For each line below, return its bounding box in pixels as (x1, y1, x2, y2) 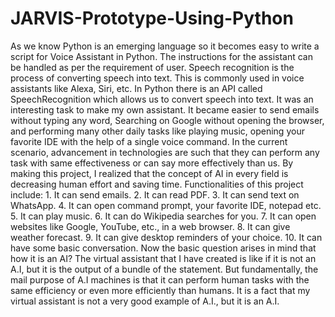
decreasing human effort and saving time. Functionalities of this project (10, 178, 304, 190)
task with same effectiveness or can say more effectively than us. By (10, 157, 294, 169)
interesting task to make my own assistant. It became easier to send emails (10, 103, 320, 116)
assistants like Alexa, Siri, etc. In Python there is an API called (10, 82, 263, 94)
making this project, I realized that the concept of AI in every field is (10, 167, 289, 179)
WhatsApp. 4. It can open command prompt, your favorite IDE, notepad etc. (10, 199, 322, 211)
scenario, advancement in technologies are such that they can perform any (10, 146, 320, 158)
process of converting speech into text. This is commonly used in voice (10, 72, 305, 84)
